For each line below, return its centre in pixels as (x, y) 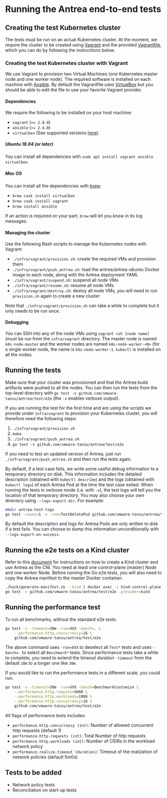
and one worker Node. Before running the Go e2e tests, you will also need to (83, 573)
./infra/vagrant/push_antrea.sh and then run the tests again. (69, 459)
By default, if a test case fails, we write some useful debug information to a (82, 469)
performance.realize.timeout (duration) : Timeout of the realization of (85, 752)
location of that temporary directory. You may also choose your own (75, 495)
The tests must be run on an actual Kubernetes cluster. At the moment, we (81, 39)
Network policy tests (34, 785)
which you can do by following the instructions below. (60, 50)
